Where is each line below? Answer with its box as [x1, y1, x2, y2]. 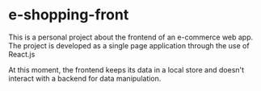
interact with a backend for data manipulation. [8, 73, 162, 83]
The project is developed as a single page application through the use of [8, 40, 250, 50]
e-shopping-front [8, 6, 129, 24]
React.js [8, 49, 36, 59]
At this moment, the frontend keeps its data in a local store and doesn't [8, 64, 245, 74]
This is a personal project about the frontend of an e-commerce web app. [8, 32, 254, 42]
